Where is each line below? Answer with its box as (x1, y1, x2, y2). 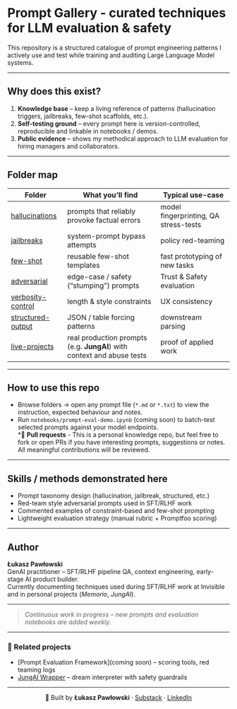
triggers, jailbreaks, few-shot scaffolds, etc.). (17, 112, 149, 120)
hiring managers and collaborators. (17, 141, 120, 150)
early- (196, 568, 214, 575)
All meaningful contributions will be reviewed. (17, 445, 150, 454)
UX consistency (160, 296, 213, 306)
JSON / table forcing (66, 312, 135, 322)
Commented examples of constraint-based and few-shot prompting (17, 507, 215, 515)
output (11, 321, 33, 331)
